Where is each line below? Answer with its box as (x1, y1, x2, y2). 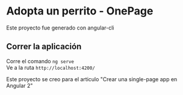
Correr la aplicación (6, 41, 82, 52)
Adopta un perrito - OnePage (6, 4, 154, 18)
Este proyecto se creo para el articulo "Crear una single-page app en (6, 75, 178, 82)
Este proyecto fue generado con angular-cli (6, 24, 114, 31)
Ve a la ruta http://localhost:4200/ (6, 64, 95, 71)
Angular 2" (6, 82, 33, 89)
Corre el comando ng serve (6, 57, 74, 64)
